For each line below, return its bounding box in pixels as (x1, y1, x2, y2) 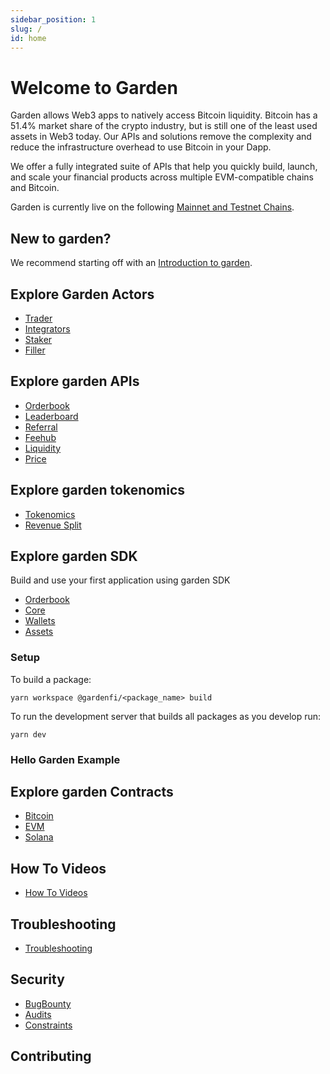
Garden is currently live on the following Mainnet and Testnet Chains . (10, 201, 295, 213)
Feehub (24, 431, 57, 443)
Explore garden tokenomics (10, 482, 186, 499)
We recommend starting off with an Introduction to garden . (10, 257, 253, 269)
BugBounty (24, 997, 72, 1010)
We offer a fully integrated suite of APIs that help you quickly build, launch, (10, 161, 318, 173)
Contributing (10, 1048, 92, 1065)
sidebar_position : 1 (10, 14, 97, 25)
